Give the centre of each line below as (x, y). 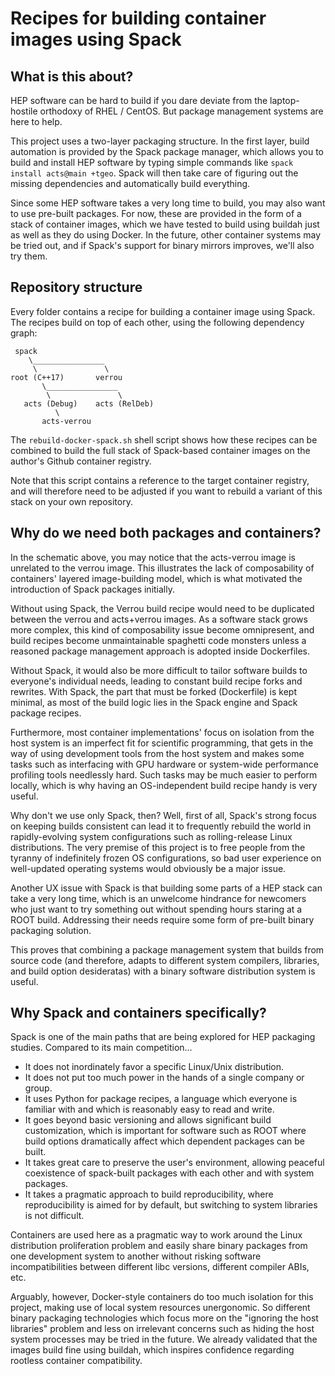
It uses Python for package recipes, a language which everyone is (161, 1099)
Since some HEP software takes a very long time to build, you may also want (168, 203)
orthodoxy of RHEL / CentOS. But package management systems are (181, 111)
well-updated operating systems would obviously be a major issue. (148, 868)
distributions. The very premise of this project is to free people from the (158, 847)
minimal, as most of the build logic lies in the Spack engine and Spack (154, 702)
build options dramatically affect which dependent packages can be (164, 1141)
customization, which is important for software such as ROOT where (165, 1131)
